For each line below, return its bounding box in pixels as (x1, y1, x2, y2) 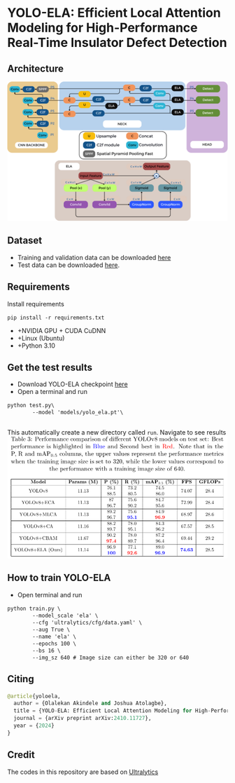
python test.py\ (7, 402, 55, 409)
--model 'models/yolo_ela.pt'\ (32, 409, 124, 416)
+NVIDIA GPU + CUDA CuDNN (17, 326, 106, 334)
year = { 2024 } (13, 722, 55, 730)
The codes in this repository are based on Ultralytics (7, 768, 159, 776)
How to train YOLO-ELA (7, 572, 111, 584)
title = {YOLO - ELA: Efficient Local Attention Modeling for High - (13, 707, 211, 714)
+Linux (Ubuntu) (17, 334, 65, 342)
